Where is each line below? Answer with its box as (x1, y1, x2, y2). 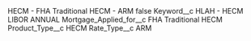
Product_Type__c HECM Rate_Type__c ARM (7, 23, 152, 33)
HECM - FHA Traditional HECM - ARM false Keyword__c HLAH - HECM (7, 6, 244, 15)
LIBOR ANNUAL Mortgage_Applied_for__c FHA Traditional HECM (7, 14, 223, 24)
